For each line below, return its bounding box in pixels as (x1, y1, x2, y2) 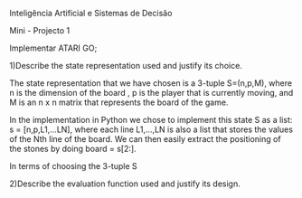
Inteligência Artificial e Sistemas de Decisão (9, 8, 173, 18)
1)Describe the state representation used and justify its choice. (9, 61, 242, 71)
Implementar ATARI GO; (9, 42, 98, 53)
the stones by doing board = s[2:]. (9, 144, 137, 154)
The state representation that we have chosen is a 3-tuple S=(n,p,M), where (9, 78, 292, 89)
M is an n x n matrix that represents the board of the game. (9, 97, 229, 108)
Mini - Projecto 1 (9, 25, 71, 35)
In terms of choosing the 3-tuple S (9, 161, 137, 171)
